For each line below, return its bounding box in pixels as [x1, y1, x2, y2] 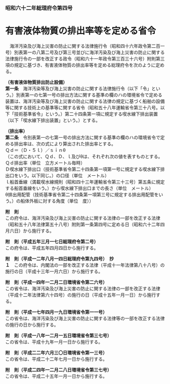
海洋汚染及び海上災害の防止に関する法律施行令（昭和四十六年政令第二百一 [9, 43, 165, 49]
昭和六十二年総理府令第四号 [5, 4, 73, 11]
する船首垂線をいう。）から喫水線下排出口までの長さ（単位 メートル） [5, 185, 154, 191]
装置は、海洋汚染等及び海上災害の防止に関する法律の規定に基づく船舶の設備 [5, 98, 165, 104]
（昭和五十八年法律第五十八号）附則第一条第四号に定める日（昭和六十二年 [5, 221, 160, 227]
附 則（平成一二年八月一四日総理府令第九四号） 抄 [5, 255, 114, 262]
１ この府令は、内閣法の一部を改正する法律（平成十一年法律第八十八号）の [5, 262, 165, 268]
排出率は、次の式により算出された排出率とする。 [14, 141, 116, 147]
